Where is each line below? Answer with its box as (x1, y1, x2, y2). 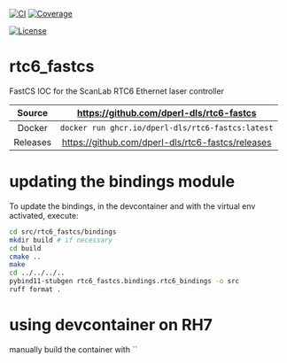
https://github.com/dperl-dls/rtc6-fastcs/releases (61, 135, 272, 148)
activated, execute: (9, 210, 79, 220)
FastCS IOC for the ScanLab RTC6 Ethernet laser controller (9, 85, 224, 97)
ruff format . (9, 285, 62, 294)
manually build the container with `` (9, 344, 138, 354)
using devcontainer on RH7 (9, 315, 213, 336)
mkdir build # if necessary (9, 236, 113, 244)
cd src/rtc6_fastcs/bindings (9, 227, 117, 236)
